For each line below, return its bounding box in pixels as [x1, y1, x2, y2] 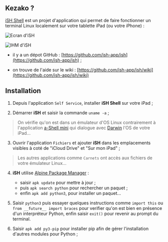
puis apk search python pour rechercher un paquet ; [20, 185, 128, 191]
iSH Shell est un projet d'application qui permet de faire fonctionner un [5, 17, 151, 23]
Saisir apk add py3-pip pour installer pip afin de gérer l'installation [12, 225, 149, 231]
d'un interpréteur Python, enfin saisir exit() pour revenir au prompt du [12, 210, 159, 216]
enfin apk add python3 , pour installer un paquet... [20, 190, 121, 196]
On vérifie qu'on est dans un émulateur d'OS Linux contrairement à [17, 119, 156, 125]
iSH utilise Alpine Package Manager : [12, 170, 89, 176]
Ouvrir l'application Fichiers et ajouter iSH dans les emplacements [12, 140, 151, 146]
